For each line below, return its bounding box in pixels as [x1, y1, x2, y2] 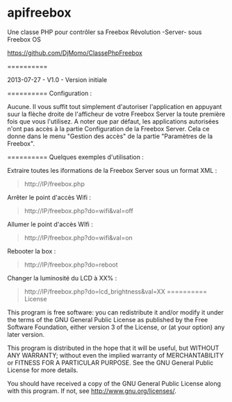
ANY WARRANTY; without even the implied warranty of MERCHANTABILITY [7, 351, 224, 359]
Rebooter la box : [7, 246, 56, 255]
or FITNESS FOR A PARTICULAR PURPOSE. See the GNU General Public [7, 358, 214, 367]
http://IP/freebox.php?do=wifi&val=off [24, 206, 133, 215]
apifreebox [7, 5, 72, 21]
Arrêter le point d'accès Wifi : [7, 193, 92, 201]
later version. [7, 330, 45, 338]
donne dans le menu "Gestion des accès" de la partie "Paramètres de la [7, 132, 213, 140]
